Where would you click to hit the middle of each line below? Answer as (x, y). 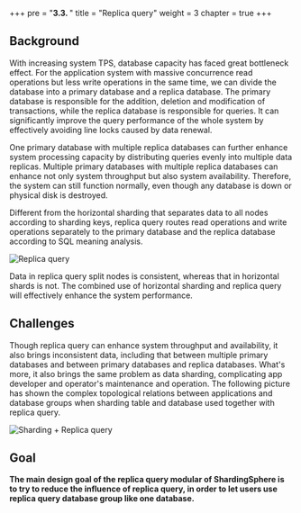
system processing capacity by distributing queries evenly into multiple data (151, 157)
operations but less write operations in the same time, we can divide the (143, 82)
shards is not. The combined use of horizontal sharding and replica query (146, 285)
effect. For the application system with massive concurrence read (131, 72)
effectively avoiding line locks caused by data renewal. (111, 130)
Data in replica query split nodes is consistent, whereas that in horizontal (144, 276)
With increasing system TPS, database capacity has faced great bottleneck (149, 63)
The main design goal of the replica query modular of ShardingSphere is (147, 480)
